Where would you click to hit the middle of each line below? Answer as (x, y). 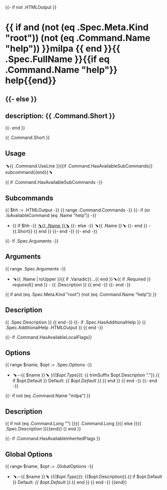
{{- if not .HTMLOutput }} (31, 7)
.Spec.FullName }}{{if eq (57, 59)
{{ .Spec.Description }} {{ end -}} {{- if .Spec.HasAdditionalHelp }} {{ (76, 322)
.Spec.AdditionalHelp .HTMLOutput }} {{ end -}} (54, 327)
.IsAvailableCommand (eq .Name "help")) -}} (51, 215)
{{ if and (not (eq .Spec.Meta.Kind (77, 27)
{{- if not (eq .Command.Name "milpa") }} (48, 396)
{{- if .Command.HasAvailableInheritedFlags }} (53, 438)
